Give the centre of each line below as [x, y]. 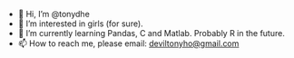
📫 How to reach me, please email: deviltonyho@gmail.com [128, 43]
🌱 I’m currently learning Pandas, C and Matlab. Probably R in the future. [152, 33]
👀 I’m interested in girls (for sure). [80, 24]
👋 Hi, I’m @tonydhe [54, 14]
